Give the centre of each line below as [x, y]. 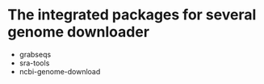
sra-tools [34, 63]
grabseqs [35, 54]
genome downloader [79, 32]
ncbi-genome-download [60, 71]
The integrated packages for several [132, 15]
